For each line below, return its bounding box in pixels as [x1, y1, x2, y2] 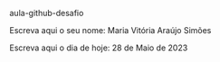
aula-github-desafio [9, 8, 84, 18]
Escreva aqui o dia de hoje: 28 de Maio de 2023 [9, 42, 188, 53]
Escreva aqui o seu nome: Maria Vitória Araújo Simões [9, 25, 212, 35]
